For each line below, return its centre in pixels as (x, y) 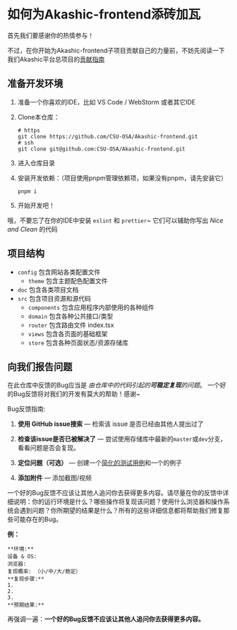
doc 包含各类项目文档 (48, 290)
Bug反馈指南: (26, 409)
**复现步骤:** (26, 579)
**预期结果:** (26, 605)
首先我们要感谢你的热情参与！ (50, 35)
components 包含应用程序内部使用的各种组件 (91, 307)
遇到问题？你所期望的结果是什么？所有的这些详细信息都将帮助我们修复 (121, 511)
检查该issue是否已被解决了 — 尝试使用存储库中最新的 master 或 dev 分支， (122, 439)
